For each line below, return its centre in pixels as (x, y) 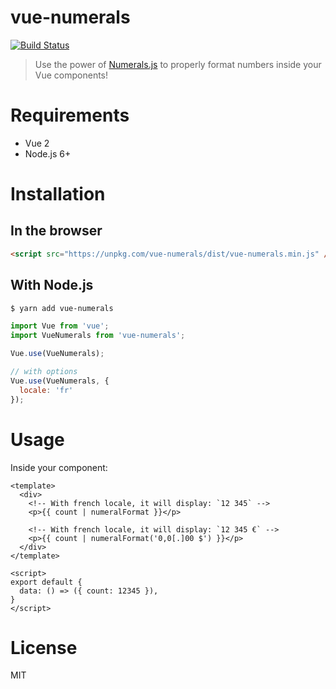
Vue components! (71, 75)
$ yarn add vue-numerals (62, 308)
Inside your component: (59, 467)
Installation (58, 194)
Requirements (70, 115)
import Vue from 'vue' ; (60, 326)
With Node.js (52, 285)
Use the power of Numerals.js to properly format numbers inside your (178, 64)
